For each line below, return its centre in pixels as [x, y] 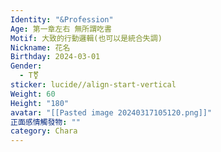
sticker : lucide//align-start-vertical [93, 85]
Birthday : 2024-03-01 [55, 57]
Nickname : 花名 [40, 47]
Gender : [26, 66]
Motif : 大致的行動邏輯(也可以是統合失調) [86, 38]
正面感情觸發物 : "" [45, 122]
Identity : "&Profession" [62, 19]
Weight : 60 [33, 94]
